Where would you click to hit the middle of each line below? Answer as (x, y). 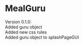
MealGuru (25, 8)
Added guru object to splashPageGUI (42, 37)
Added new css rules (26, 32)
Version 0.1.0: (18, 22)
